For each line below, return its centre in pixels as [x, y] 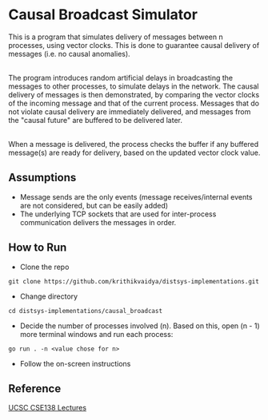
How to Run [38, 248]
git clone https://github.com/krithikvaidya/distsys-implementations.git [134, 281]
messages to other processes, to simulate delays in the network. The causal [134, 86]
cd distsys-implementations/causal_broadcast [85, 311]
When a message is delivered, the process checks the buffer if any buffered [134, 144]
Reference [35, 388]
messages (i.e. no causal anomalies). [69, 53]
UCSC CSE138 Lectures [47, 408]
